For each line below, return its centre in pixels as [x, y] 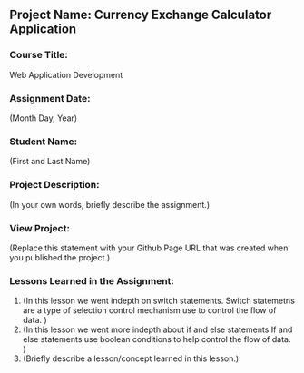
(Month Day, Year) [44, 118]
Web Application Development [66, 74]
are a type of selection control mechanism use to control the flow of [149, 310]
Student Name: [44, 142]
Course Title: [39, 55]
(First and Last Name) [50, 162]
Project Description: [54, 185]
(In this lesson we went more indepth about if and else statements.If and [157, 329]
